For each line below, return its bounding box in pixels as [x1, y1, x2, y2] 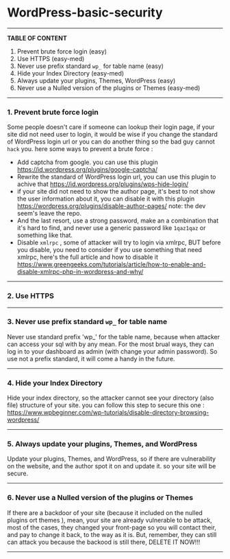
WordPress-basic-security [7, 5, 163, 21]
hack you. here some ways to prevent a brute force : [7, 145, 153, 153]
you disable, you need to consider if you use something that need [16, 246, 202, 254]
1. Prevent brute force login [7, 107, 99, 117]
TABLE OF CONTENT [7, 34, 67, 42]
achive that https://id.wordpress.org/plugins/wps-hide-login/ [16, 180, 189, 188]
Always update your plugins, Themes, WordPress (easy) [16, 76, 176, 84]
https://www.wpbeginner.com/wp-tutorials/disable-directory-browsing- [7, 409, 209, 417]
